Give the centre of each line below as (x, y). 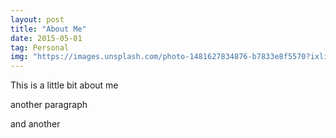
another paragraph (49, 105)
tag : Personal (40, 47)
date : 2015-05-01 (46, 38)
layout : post (37, 19)
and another (35, 124)
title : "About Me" (48, 29)
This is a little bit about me (64, 85)
